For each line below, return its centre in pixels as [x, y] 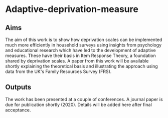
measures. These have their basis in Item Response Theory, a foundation [81, 55]
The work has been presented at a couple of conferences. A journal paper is [84, 99]
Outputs [18, 87]
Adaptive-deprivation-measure [72, 9]
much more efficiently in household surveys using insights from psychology [83, 45]
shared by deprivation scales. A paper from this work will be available [77, 61]
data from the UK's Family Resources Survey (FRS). [58, 71]
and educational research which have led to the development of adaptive [81, 50]
